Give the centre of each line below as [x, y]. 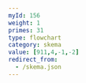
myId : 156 [24, 15]
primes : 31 [26, 30]
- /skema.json [38, 67]
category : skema [35, 45]
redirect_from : [33, 60]
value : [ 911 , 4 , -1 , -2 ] [44, 52]
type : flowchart [35, 38]
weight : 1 [24, 23]
